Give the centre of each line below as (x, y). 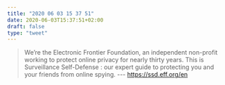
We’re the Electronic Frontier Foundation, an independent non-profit (121, 53)
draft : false (26, 26)
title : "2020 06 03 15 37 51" (51, 13)
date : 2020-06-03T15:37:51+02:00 (55, 20)
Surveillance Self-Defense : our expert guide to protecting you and (119, 67)
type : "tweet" (28, 33)
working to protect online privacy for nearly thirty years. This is (114, 60)
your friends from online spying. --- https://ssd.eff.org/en (106, 75)
